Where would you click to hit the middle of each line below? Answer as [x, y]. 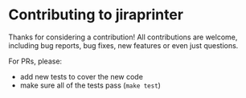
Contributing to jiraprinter [96, 15]
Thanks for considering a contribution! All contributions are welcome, [123, 37]
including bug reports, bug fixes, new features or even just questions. [123, 45]
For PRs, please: [35, 61]
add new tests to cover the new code [81, 76]
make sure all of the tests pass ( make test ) [90, 85]
